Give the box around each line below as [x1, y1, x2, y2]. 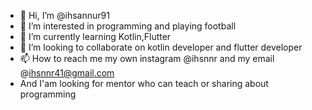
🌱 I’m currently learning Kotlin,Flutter [19, 31, 172, 42]
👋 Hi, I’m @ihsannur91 [19, 10, 110, 21]
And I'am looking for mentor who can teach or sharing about [19, 78, 269, 89]
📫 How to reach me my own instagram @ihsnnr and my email [19, 53, 275, 64]
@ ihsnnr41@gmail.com [19, 67, 115, 79]
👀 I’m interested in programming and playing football [19, 20, 237, 32]
